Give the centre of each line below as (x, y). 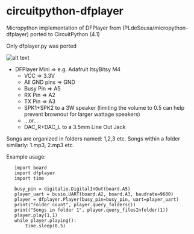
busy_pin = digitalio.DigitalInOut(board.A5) (72, 189)
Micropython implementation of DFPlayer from (64, 28)
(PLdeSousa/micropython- (155, 28)
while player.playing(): (45, 220)
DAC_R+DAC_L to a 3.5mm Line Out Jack (75, 127)
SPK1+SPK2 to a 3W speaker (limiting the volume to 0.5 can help (104, 107)
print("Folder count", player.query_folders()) (75, 204)
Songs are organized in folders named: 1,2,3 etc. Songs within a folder (93, 138)
